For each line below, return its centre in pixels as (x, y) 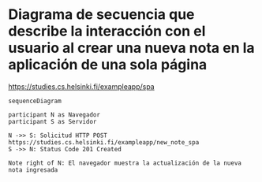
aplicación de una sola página (108, 65)
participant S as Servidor (52, 121)
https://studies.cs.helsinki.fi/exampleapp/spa (82, 86)
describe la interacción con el (107, 31)
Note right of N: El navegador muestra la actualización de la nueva (125, 163)
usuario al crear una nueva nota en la (131, 48)
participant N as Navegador (54, 115)
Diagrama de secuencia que (101, 15)
